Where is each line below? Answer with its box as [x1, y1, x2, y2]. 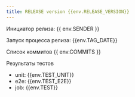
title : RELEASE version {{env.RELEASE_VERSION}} [6, 8, 130, 15]
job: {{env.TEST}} [14, 84, 59, 91]
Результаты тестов [6, 60, 54, 67]
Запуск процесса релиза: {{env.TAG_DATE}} [6, 36, 118, 43]
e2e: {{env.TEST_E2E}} [14, 77, 72, 85]
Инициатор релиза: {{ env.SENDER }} [6, 25, 100, 32]
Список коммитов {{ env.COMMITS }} [6, 48, 102, 55]
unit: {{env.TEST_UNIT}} [14, 71, 75, 78]
